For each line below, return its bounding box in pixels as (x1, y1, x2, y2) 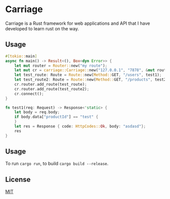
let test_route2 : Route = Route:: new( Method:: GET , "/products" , (14, 77, 153, 82)
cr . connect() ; (14, 91, 44, 96)
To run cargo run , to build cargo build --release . (5, 161, 109, 167)
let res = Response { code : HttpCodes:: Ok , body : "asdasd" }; (14, 124, 146, 129)
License (5, 175, 31, 184)
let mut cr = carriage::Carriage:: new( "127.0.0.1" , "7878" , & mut (14, 68, 155, 73)
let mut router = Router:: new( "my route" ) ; (14, 63, 108, 68)
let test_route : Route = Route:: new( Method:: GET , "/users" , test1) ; (14, 72, 162, 78)
